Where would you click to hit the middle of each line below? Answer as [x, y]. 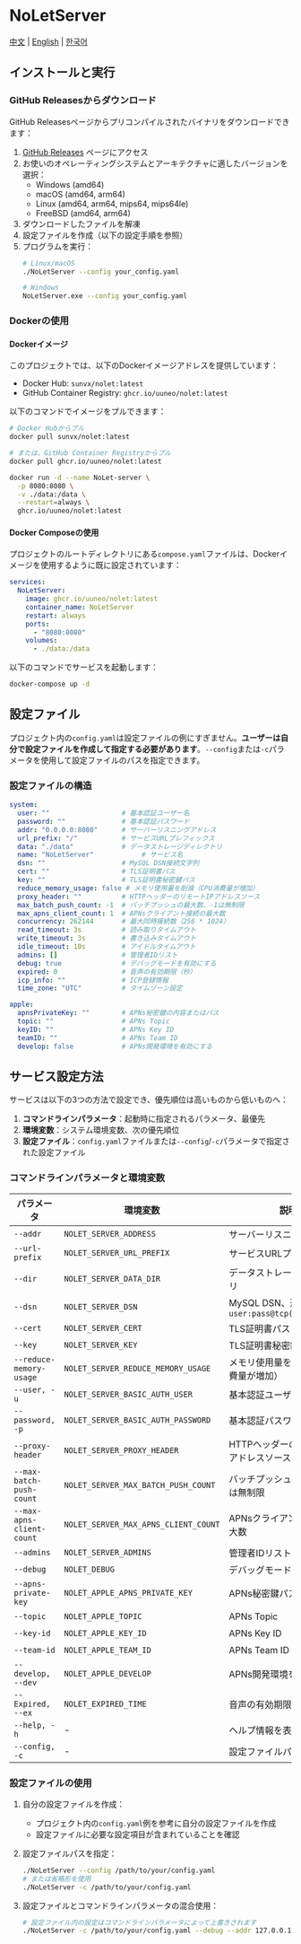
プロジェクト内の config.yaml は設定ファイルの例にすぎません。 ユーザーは [145, 738]
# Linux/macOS [48, 263]
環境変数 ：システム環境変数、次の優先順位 [101, 1130]
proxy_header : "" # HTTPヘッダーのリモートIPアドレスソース [139, 897]
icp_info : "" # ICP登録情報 [93, 980]
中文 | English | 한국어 [48, 41]
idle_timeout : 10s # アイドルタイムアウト [107, 947]
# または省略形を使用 [56, 1878]
